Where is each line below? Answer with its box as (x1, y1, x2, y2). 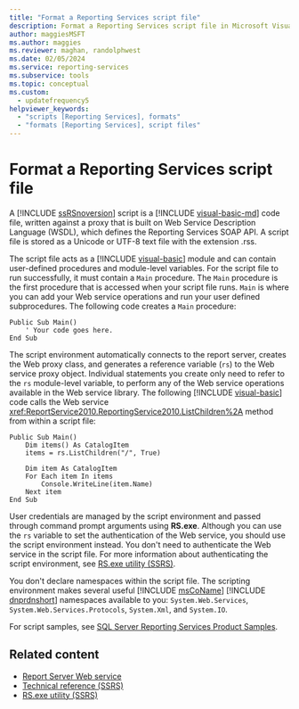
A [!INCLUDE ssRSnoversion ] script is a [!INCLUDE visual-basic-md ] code (9, 207, 280, 218)
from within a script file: (9, 416, 96, 426)
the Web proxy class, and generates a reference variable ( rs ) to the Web (9, 359, 275, 369)
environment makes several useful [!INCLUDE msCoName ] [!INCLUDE (9, 585, 266, 596)
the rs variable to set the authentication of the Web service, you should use (9, 530, 287, 540)
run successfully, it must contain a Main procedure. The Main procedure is (9, 272, 279, 283)
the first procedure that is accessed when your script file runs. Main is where (9, 282, 289, 293)
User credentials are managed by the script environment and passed (9, 510, 261, 522)
